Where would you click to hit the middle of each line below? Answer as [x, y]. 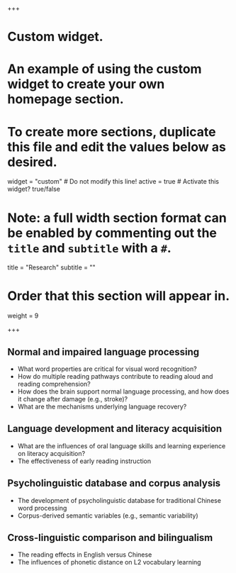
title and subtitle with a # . [89, 248]
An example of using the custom [105, 69]
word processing [42, 508]
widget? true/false [34, 189]
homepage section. [66, 99]
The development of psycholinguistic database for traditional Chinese [119, 500]
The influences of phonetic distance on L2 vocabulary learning [109, 562]
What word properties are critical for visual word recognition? [107, 369]
